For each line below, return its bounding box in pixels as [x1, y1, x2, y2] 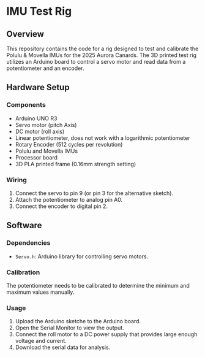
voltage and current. [15, 337, 67, 345]
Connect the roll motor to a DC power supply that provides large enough [15, 331, 198, 338]
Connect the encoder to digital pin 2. [15, 202, 108, 210]
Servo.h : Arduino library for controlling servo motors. [15, 253, 149, 260]
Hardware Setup [6, 82, 70, 93]
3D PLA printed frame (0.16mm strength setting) [15, 160, 136, 167]
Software [6, 220, 42, 231]
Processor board [15, 153, 58, 161]
